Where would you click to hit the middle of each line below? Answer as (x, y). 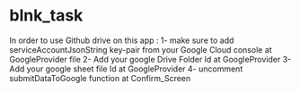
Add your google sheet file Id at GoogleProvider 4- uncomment (126, 69)
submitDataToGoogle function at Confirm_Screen (100, 78)
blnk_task (46, 16)
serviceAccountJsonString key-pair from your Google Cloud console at (141, 49)
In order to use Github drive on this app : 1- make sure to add (122, 40)
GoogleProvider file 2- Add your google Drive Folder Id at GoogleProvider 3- (150, 59)
